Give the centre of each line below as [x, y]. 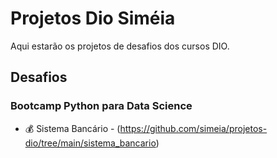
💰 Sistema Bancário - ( [72, 128]
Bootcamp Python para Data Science [101, 106]
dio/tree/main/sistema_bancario [90, 143]
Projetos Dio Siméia [93, 18]
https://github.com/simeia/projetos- [193, 128]
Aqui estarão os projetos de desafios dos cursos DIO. [120, 46]
